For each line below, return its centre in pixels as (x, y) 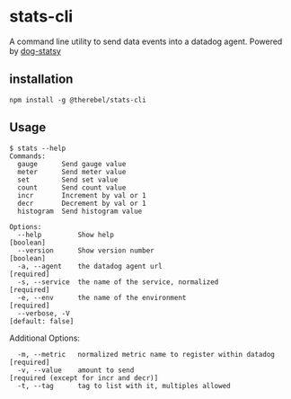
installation (41, 80)
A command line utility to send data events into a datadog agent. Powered (146, 41)
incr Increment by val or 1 (82, 195)
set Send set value (68, 180)
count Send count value (72, 187)
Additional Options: (45, 338)
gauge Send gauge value (72, 164)
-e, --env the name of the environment (102, 297)
